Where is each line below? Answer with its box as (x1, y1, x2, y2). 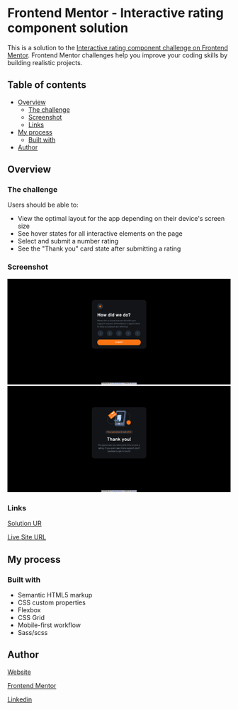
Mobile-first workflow (17, 621, 81, 629)
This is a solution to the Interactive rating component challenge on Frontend (7, 43, 229, 52)
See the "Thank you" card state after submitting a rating (17, 244, 181, 253)
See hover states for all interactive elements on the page (17, 229, 183, 238)
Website (7, 668, 32, 676)
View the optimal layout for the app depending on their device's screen (17, 214, 225, 223)
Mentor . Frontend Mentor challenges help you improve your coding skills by (7, 51, 228, 59)
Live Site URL (7, 533, 47, 542)
